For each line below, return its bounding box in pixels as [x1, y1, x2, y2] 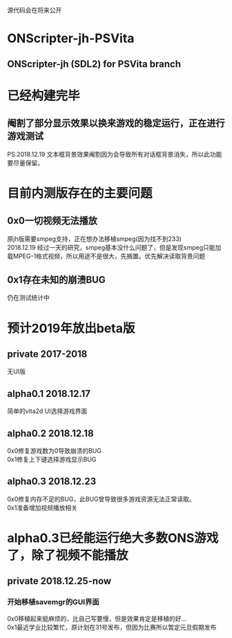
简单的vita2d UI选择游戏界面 [7, 407, 88, 416]
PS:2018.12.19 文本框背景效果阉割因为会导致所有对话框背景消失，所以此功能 [7, 150, 222, 158]
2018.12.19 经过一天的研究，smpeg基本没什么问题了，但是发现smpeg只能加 [7, 243, 222, 251]
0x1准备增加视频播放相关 [7, 503, 78, 512]
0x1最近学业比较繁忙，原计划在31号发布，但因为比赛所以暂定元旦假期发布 [7, 623, 217, 631]
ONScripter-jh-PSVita [7, 30, 135, 46]
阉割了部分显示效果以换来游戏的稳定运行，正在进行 [7, 117, 225, 129]
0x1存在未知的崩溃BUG [7, 273, 106, 285]
